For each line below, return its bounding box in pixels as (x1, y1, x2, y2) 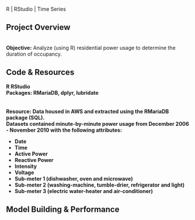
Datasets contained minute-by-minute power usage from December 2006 (6, 120, 190, 127)
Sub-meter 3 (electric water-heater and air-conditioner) (14, 187, 154, 194)
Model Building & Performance (6, 205, 120, 215)
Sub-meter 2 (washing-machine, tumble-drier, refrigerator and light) (14, 181, 185, 188)
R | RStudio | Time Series (6, 6, 66, 12)
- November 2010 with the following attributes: (6, 126, 123, 133)
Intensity (14, 163, 37, 170)
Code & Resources (6, 67, 75, 77)
